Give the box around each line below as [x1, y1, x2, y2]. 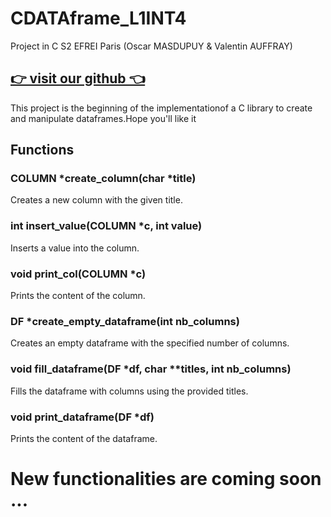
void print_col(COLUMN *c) [10, 267, 147, 281]
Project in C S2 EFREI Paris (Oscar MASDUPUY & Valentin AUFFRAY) [10, 40, 293, 52]
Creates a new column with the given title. [10, 194, 183, 206]
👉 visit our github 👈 [10, 70, 146, 87]
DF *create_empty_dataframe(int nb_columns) [10, 314, 240, 328]
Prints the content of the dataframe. [10, 432, 158, 444]
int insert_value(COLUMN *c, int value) [10, 219, 203, 233]
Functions [10, 142, 75, 159]
